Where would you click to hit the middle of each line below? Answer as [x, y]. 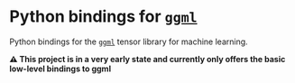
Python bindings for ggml [103, 17]
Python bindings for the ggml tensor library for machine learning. [129, 41]
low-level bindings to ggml [60, 69]
